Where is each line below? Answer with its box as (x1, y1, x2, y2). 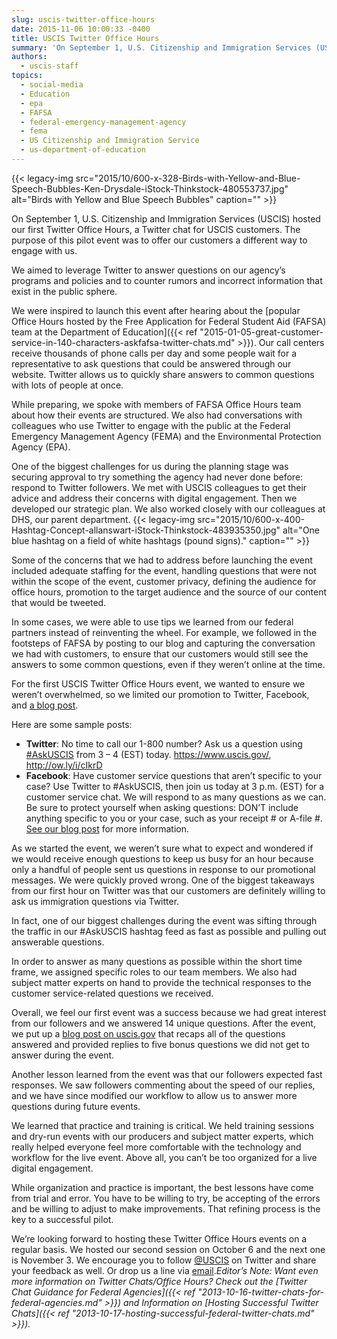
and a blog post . (11, 699, 79, 711)
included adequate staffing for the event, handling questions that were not (11, 564, 318, 576)
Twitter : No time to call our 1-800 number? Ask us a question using (25, 737, 303, 750)
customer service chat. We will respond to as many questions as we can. (25, 791, 327, 803)
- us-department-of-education (20, 145, 146, 155)
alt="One (282, 524, 321, 536)
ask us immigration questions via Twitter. (11, 895, 180, 907)
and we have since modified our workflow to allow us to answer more (11, 1089, 298, 1101)
